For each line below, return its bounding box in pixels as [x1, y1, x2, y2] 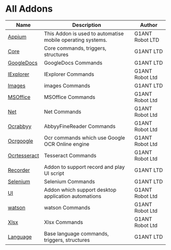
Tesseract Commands [44, 152, 97, 159]
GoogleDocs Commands [44, 59, 103, 66]
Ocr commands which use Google [44, 134, 126, 141]
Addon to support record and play [44, 163, 125, 170]
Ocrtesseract [8, 152, 39, 159]
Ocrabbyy [8, 122, 32, 130]
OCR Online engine [44, 140, 90, 147]
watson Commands [44, 204, 91, 211]
